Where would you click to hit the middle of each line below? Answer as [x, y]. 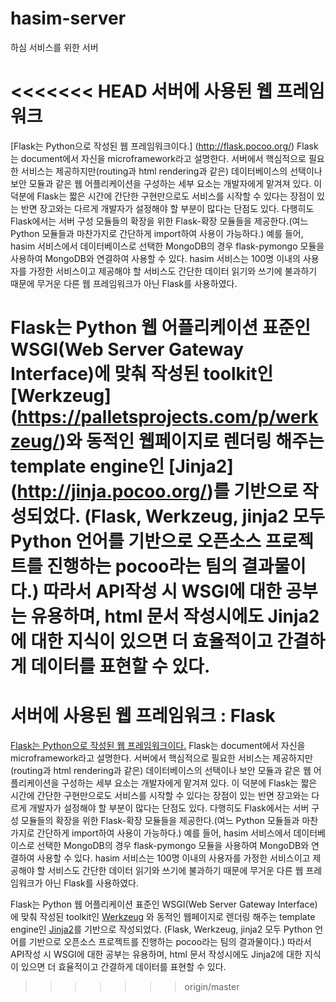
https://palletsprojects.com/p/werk [167, 417]
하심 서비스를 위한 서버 [54, 47]
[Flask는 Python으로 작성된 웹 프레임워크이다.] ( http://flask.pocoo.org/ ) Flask [164, 146]
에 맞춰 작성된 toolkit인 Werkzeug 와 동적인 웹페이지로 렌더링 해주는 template [163, 916]
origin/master [212, 986]
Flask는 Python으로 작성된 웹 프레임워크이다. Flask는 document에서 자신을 [158, 745]
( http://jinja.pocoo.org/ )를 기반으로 [154, 491]
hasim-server [68, 18]
